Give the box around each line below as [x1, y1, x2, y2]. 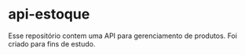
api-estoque [8, 5, 90, 23]
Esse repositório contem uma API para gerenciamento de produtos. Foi [8, 31, 238, 40]
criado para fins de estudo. [8, 39, 96, 48]
